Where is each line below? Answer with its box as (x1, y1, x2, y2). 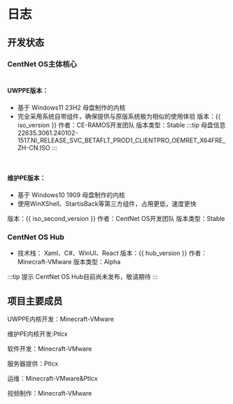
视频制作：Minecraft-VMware (7, 389, 92, 398)
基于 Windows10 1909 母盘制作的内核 (17, 190, 126, 199)
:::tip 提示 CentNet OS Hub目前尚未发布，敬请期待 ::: (7, 273, 158, 281)
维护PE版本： (7, 174, 46, 182)
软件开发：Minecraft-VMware (7, 345, 92, 353)
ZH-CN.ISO (17, 143, 50, 152)
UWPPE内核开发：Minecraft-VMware (7, 315, 114, 324)
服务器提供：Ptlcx (7, 359, 59, 368)
